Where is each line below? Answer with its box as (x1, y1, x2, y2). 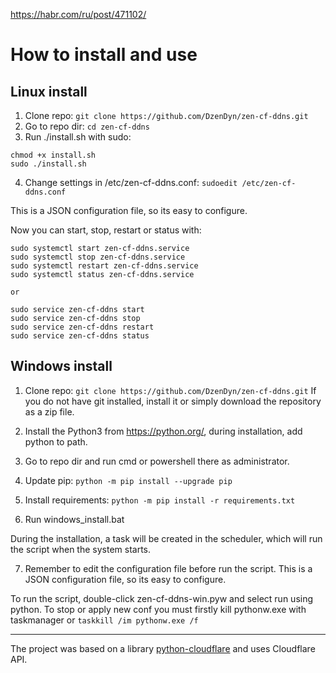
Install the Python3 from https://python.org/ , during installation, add (24, 425, 303, 437)
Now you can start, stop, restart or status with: (10, 224, 202, 236)
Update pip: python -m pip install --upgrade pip (24, 474, 233, 486)
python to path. (24, 435, 88, 448)
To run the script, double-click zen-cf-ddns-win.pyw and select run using (10, 592, 314, 604)
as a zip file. (24, 405, 75, 418)
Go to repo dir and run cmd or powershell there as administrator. (24, 455, 290, 467)
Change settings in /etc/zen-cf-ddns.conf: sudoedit (24, 177, 238, 188)
